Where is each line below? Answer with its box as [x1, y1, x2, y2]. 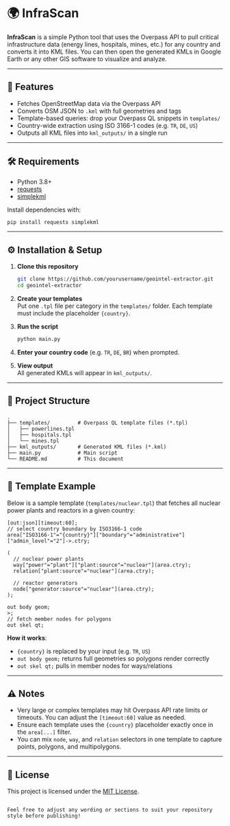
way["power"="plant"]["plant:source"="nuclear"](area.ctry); [13, 561, 192, 568]
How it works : [7, 634, 47, 642]
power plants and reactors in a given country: [7, 506, 136, 514]
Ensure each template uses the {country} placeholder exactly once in [16, 721, 214, 729]
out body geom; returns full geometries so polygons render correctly [16, 654, 210, 662]
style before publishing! [7, 812, 81, 820]
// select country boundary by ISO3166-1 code [7, 525, 142, 533]
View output [16, 361, 53, 370]
